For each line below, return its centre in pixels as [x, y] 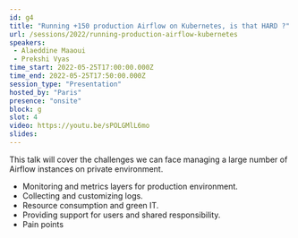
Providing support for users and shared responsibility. [121, 215]
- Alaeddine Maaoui [50, 51]
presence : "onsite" [46, 101]
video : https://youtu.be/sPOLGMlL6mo [80, 126]
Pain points [43, 224]
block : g [26, 109]
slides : [24, 134]
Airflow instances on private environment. [86, 169]
